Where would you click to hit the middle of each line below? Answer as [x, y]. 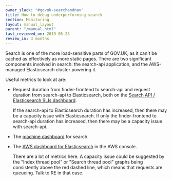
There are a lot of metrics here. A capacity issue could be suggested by [89, 156]
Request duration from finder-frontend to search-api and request [81, 89]
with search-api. [30, 127]
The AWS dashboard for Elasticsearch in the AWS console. [75, 146]
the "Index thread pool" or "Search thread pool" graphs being [78, 162]
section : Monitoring [27, 19]
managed [15, 69]
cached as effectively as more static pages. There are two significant [78, 58]
